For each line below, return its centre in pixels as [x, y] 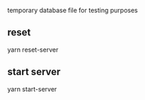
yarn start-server [32, 89]
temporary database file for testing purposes [72, 10]
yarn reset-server [33, 50]
